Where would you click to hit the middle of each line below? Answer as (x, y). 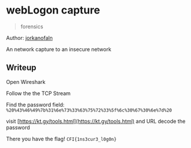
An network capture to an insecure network (59, 49)
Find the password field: (35, 105)
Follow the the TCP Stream (38, 93)
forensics (32, 26)
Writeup (21, 68)
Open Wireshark (26, 82)
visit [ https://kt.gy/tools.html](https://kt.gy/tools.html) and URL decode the (96, 121)
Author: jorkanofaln (29, 38)
